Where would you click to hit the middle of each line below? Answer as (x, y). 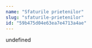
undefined (18, 40)
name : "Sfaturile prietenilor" (45, 12)
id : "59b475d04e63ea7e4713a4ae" (46, 23)
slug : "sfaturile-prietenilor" (45, 17)
